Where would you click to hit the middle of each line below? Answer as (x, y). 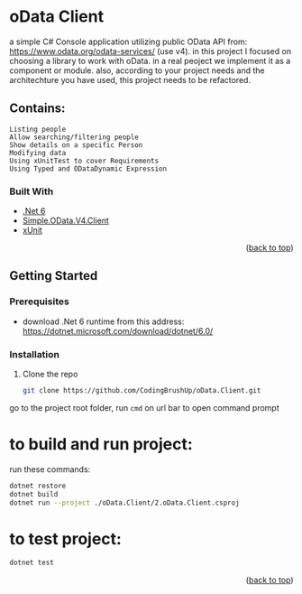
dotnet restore (38, 486)
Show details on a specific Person (76, 145)
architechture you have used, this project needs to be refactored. (130, 79)
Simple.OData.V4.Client (66, 221)
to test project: (65, 538)
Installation (35, 354)
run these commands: (50, 469)
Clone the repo (50, 374)
